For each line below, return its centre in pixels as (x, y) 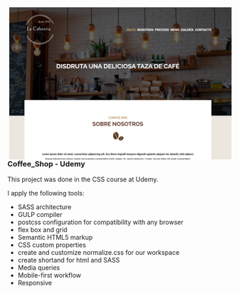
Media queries (39, 268)
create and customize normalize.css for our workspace (99, 253)
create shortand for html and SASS (69, 260)
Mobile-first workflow (49, 275)
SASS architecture (44, 207)
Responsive (34, 283)
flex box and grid (42, 230)
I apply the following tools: (46, 193)
